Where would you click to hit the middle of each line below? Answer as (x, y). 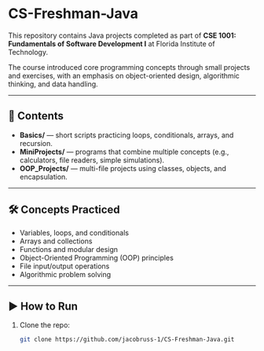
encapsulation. (44, 177)
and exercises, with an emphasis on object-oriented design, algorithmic (124, 75)
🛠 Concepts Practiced (64, 210)
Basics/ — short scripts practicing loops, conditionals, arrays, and (126, 135)
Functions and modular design (69, 249)
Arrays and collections (56, 241)
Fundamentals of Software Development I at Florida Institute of (112, 43)
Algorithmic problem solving (65, 274)
